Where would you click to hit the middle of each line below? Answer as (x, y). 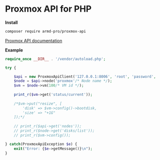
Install (11, 22)
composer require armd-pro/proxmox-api (46, 31)
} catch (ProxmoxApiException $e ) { (41, 144)
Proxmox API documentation (34, 40)
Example (14, 50)
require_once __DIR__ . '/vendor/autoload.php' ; (55, 59)
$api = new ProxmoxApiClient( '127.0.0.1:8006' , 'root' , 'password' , (85, 76)
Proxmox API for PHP (48, 9)
